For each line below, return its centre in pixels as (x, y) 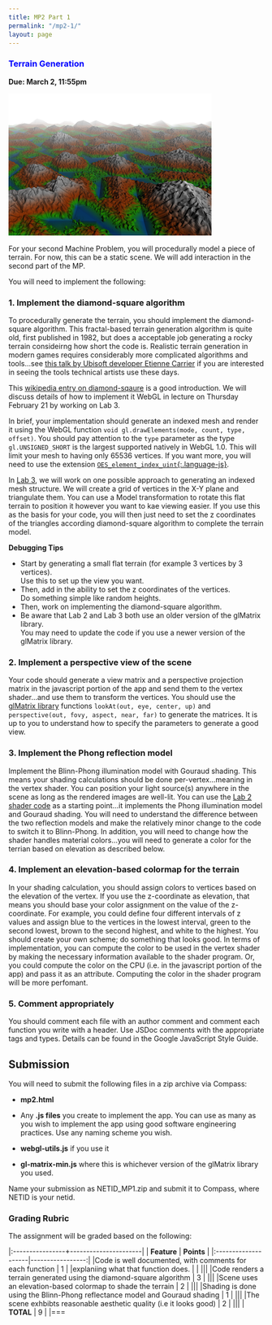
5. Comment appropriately (61, 1004)
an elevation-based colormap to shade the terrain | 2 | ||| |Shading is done (133, 1287)
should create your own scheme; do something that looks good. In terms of (134, 939)
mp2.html (37, 1100)
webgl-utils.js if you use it (65, 1148)
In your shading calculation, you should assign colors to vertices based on (133, 887)
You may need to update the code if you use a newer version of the (133, 632)
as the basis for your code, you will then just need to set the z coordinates (132, 514)
